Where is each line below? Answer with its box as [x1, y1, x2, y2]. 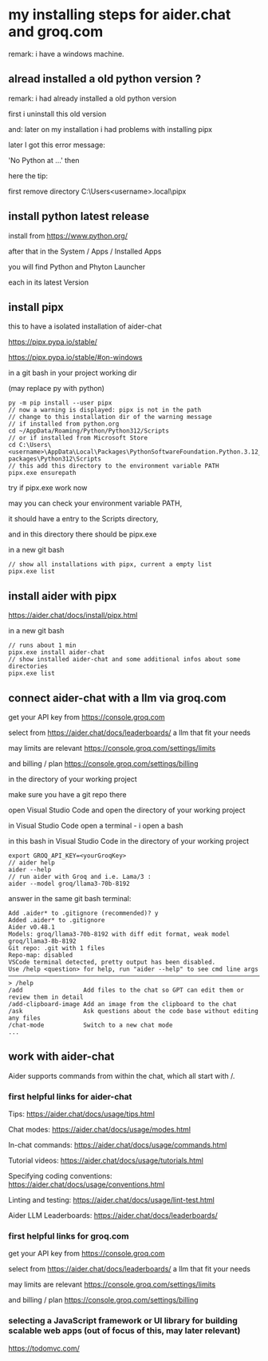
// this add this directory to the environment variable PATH [8, 462, 219, 470]
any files [8, 1014, 41, 1022]
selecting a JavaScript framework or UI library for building [8, 1315, 238, 1327]
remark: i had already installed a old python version [8, 94, 177, 103]
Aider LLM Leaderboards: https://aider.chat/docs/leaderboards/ [8, 1211, 218, 1220]
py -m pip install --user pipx [8, 399, 112, 407]
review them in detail [8, 993, 84, 1001]
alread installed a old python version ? [8, 72, 202, 86]
